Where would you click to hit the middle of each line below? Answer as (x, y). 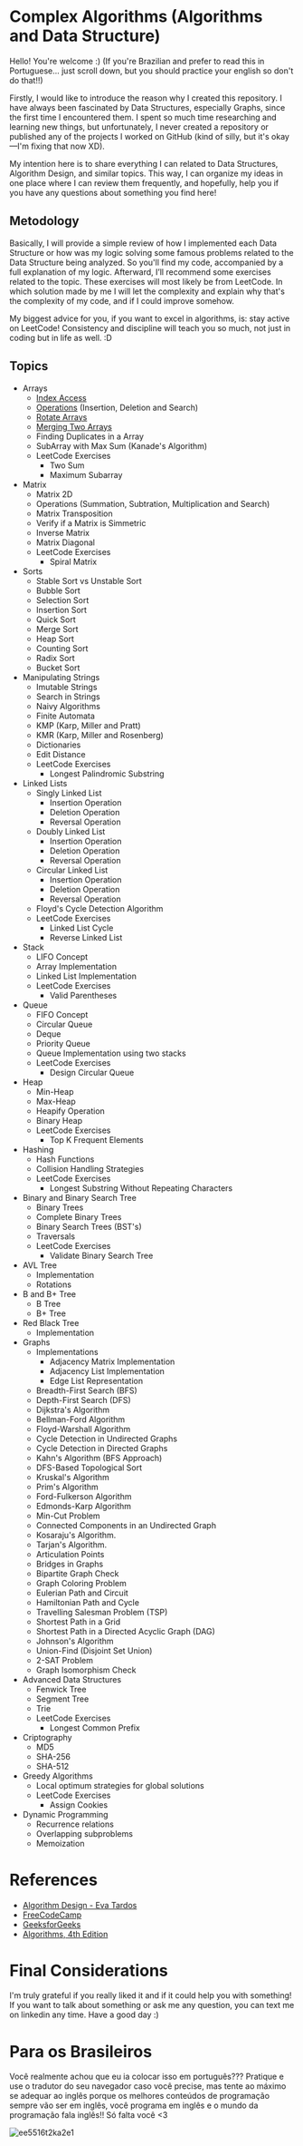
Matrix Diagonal (65, 542)
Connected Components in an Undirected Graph (126, 1525)
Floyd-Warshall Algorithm (83, 1429)
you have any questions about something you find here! (113, 192)
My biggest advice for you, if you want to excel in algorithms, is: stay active (150, 318)
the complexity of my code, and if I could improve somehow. (122, 300)
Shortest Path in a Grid (78, 1622)
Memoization (60, 1843)
